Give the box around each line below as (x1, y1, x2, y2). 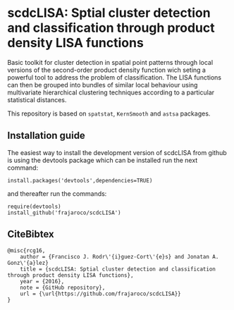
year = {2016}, (20, 278, 65, 285)
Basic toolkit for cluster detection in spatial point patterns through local (7, 58, 214, 66)
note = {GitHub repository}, (20, 284, 106, 291)
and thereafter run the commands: (7, 189, 107, 198)
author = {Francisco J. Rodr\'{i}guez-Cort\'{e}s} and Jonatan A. (20, 253, 219, 260)
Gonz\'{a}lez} (7, 259, 49, 266)
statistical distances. (7, 95, 67, 104)
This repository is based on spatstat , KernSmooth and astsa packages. (7, 109, 211, 118)
